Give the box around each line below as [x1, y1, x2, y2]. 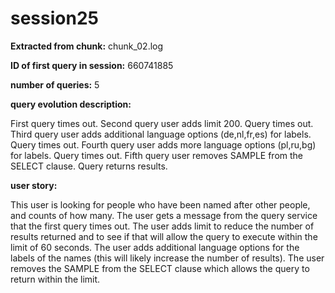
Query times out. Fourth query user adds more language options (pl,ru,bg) [10, 138, 317, 151]
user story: [10, 179, 58, 191]
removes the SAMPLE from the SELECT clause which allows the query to [10, 262, 310, 274]
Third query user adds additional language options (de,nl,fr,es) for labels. [10, 128, 312, 140]
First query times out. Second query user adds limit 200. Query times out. [10, 117, 314, 129]
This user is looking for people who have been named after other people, [10, 198, 311, 211]
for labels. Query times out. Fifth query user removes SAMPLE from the [10, 149, 304, 161]
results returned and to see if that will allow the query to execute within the [10, 230, 318, 242]
